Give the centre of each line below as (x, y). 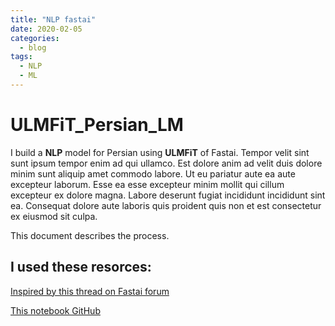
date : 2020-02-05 (46, 29)
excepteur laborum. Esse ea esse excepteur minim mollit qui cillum (147, 184)
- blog (33, 47)
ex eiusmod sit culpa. (54, 216)
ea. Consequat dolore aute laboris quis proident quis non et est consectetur (166, 205)
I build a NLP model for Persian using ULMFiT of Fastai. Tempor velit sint (160, 152)
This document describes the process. (90, 235)
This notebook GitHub (55, 310)
